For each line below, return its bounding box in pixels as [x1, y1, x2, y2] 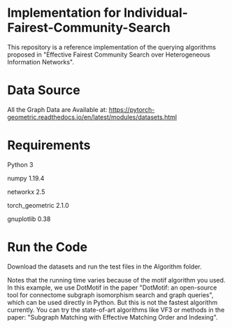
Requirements [7, 138, 91, 153]
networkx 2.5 [7, 187, 45, 196]
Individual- [123, 5, 189, 21]
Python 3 [7, 160, 34, 169]
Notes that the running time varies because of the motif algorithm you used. [7, 276, 226, 284]
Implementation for [7, 5, 121, 21]
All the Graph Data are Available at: [7, 105, 108, 113]
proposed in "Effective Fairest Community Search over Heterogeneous [7, 50, 211, 59]
